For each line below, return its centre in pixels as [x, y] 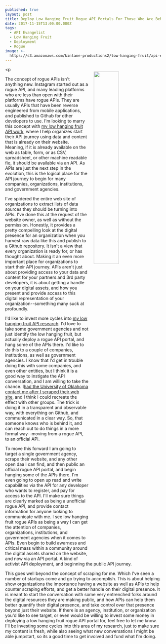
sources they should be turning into [41, 209]
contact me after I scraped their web [42, 392]
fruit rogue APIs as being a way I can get [46, 522]
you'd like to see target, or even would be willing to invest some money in [80, 615]
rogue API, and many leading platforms [45, 90]
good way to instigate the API [35, 376]
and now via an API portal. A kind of [41, 559]
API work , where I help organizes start [44, 132]
